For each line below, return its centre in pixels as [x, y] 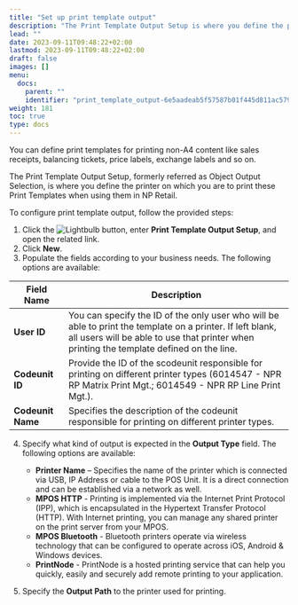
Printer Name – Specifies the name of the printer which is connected [161, 470]
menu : [19, 75]
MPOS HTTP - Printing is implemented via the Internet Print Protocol [160, 499]
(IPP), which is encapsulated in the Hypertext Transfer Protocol [150, 508]
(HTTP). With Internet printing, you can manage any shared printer [157, 517]
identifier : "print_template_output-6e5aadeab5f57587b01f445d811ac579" [160, 100]
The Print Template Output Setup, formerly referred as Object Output [135, 177]
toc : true [27, 116]
